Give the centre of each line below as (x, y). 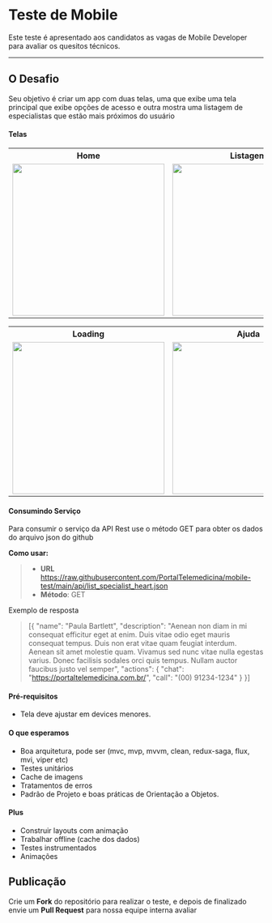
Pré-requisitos (33, 696)
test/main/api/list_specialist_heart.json (104, 586)
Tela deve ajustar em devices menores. (85, 714)
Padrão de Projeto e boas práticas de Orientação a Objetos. (119, 794)
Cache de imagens (51, 776)
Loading (89, 334)
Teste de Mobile (63, 15)
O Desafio (34, 79)
